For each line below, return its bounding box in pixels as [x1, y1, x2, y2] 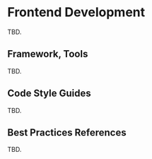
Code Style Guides [7, 88, 91, 100]
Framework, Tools [7, 48, 88, 60]
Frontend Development [7, 4, 146, 20]
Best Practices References [7, 126, 127, 139]
